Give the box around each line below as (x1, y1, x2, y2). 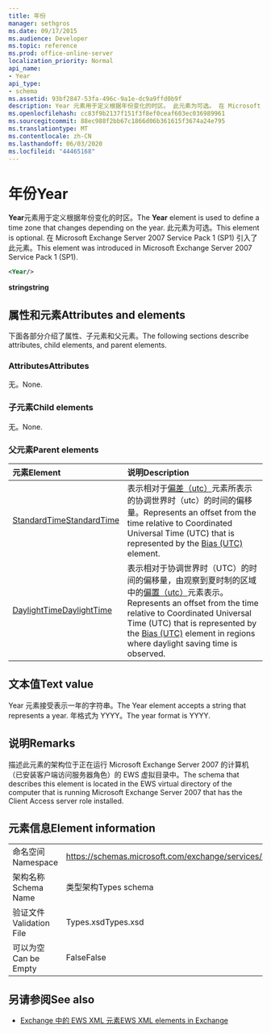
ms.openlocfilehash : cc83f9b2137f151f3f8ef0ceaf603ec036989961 (8, 110, 226, 118)
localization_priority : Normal (8, 57, 114, 66)
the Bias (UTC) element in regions (127, 628, 256, 639)
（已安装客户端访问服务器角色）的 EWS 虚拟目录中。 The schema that (8, 769, 240, 779)
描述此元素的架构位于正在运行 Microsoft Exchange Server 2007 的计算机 (8, 760, 249, 769)
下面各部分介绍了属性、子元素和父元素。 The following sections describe (8, 331, 249, 341)
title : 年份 (8, 11, 46, 20)
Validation (12, 917, 50, 929)
